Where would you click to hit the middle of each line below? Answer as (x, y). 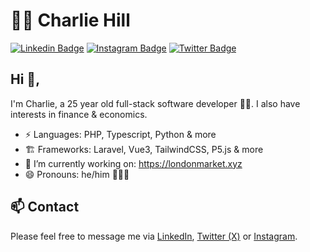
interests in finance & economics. (79, 114)
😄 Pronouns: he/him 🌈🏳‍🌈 (77, 174)
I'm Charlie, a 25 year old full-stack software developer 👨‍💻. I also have (155, 103)
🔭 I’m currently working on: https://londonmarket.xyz (133, 163)
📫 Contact (45, 207)
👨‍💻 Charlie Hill (70, 20)
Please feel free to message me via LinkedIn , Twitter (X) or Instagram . (154, 236)
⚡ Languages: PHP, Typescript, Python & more (120, 134)
